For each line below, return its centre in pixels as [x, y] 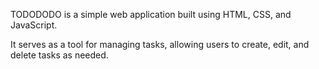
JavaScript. [34, 25]
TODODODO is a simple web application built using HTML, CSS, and [151, 14]
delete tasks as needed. [59, 55]
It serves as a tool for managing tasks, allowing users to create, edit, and [160, 44]
